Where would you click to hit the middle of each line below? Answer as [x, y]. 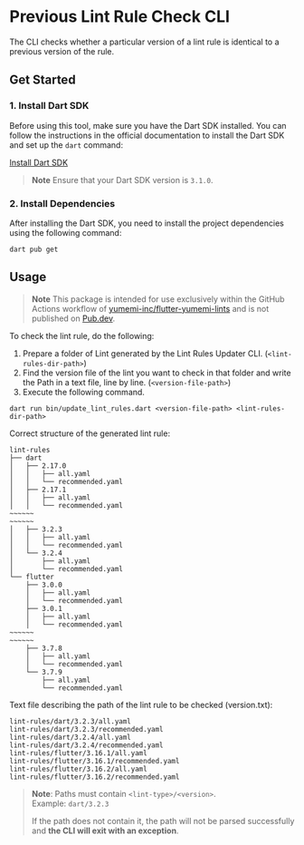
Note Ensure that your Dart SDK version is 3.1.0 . [122, 180]
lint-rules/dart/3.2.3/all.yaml [70, 721]
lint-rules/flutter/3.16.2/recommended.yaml [95, 777]
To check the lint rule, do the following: [82, 335]
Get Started [43, 80]
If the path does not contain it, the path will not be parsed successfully [163, 821]
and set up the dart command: [66, 145]
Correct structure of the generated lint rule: [90, 433]
